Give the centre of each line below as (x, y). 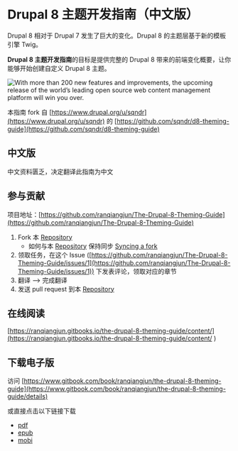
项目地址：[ (24, 214)
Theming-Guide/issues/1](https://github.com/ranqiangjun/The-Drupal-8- (124, 262)
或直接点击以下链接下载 (42, 411)
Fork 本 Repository (45, 237)
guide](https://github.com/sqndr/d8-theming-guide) (83, 129)
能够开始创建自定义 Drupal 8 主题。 (59, 68)
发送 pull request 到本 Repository (66, 289)
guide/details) (28, 396)
